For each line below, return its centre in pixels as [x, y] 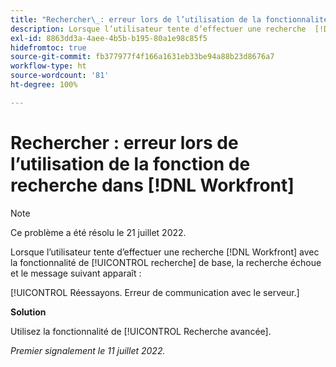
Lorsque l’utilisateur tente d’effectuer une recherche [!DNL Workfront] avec [165, 252]
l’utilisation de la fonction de [130, 163]
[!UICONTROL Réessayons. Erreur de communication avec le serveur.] [155, 292]
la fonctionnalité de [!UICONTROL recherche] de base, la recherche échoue [166, 262]
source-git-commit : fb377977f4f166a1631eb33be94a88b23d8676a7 [142, 57]
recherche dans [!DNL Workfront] [152, 185]
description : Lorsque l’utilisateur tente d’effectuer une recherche [158, 29]
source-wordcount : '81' [60, 76]
